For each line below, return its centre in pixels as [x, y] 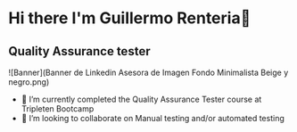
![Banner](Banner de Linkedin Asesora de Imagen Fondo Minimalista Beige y [148, 72]
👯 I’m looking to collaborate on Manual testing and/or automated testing [153, 118]
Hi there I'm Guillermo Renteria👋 [130, 18]
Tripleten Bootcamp [58, 109]
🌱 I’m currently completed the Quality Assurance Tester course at [141, 99]
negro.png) [29, 82]
